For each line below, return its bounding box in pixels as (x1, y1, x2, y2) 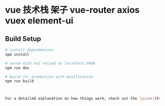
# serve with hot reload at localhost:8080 (5, 61, 96, 66)
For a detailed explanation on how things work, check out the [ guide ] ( (5, 96, 157, 101)
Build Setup (5, 35, 41, 43)
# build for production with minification (5, 74, 93, 79)
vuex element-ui (5, 15, 74, 26)
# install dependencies (5, 47, 54, 52)
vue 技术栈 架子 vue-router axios (5, 4, 140, 16)
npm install (5, 52, 29, 57)
